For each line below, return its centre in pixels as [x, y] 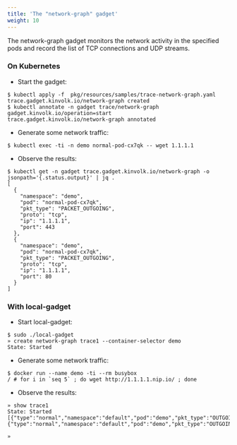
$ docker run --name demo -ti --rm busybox [72, 374]
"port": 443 [37, 227]
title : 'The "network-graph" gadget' [63, 14]
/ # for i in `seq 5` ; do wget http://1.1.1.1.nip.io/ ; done [102, 380]
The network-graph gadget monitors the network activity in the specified [113, 40]
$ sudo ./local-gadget [41, 335]
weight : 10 [23, 20]
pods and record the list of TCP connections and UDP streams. [99, 48]
